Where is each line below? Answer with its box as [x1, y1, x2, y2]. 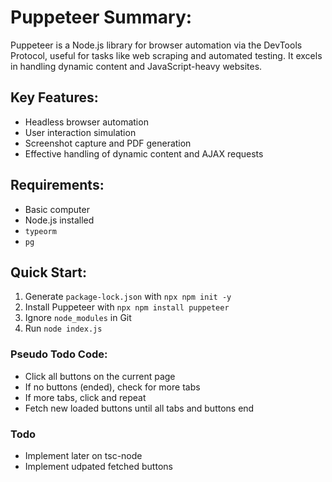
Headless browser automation [24, 116, 149, 128]
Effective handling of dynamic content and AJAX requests [24, 147, 264, 160]
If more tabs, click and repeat [24, 391, 147, 403]
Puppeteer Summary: [10, 6, 193, 29]
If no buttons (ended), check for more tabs [24, 381, 201, 393]
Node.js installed [24, 214, 95, 226]
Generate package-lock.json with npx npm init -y [24, 291, 232, 303]
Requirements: [10, 177, 105, 194]
